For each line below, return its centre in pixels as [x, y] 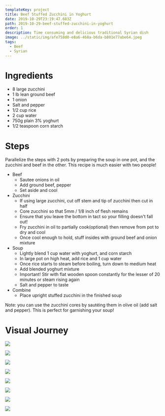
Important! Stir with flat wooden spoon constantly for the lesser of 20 [90, 275]
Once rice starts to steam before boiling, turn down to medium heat [88, 264]
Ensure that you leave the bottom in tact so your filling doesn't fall [86, 217]
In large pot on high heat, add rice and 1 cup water [71, 259]
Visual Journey [37, 330]
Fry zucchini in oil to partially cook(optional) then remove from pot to [89, 227]
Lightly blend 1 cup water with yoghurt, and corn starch [76, 253]
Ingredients [29, 75]
